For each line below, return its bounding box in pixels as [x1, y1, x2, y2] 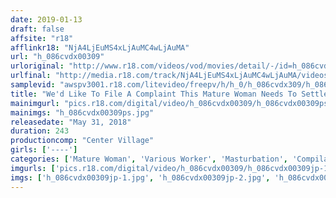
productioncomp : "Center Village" [10, 136, 155, 146]
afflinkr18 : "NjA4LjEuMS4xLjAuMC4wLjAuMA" [10, 42, 190, 53]
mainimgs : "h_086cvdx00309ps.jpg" [10, 107, 155, 118]
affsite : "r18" [10, 33, 74, 43]
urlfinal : [10, 71, 52, 81]
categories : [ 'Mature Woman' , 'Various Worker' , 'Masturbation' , [10, 154, 288, 164]
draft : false [10, 24, 65, 34]
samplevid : [10, 80, 56, 90]
